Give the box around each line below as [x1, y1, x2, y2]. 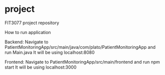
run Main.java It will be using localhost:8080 [4, 49, 95, 55]
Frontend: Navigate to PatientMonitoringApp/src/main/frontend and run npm [4, 59, 161, 65]
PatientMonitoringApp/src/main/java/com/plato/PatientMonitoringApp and [4, 44, 156, 50]
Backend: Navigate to [4, 38, 49, 45]
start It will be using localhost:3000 [4, 64, 77, 70]
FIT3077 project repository [4, 20, 59, 26]
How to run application [4, 29, 51, 35]
